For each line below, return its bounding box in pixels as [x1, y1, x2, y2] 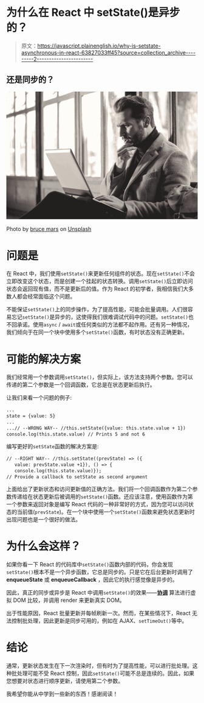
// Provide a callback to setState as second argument [6, 474, 148, 480]
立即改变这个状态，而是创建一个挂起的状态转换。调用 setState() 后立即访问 [6, 278, 193, 285]
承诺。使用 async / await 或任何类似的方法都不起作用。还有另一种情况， [16, 321, 193, 328]
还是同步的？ [6, 74, 55, 85]
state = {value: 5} [6, 413, 56, 419]
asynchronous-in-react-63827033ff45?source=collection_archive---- [21, 49, 196, 56]
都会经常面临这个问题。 [16, 293, 76, 300]
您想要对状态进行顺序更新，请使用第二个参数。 [6, 677, 123, 685]
